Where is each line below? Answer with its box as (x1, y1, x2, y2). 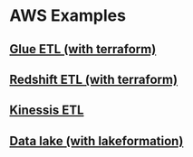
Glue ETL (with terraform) (9, 42, 157, 57)
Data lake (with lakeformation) (9, 133, 184, 149)
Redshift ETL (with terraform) (9, 71, 179, 87)
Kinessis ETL (9, 103, 84, 118)
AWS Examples (9, 5, 127, 26)
